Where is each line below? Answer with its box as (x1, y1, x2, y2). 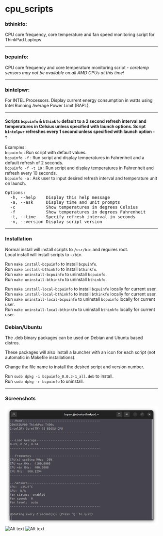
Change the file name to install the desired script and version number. (5, 364, 145, 370)
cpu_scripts (5, 3, 53, 15)
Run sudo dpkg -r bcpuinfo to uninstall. (5, 378, 84, 384)
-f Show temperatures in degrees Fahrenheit (10, 210, 146, 215)
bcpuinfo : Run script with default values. (5, 149, 87, 156)
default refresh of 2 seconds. (5, 160, 64, 166)
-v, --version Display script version (10, 219, 103, 225)
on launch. (5, 180, 26, 186)
